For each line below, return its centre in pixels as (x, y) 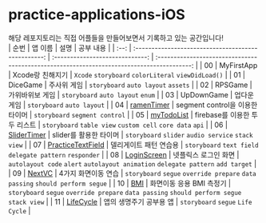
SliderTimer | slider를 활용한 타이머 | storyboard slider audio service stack (131, 134)
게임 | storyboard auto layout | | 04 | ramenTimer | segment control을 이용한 (133, 105)
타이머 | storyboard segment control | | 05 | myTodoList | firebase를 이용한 (129, 114)
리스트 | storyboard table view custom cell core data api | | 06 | (122, 125)
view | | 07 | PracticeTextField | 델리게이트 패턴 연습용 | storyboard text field (133, 145)
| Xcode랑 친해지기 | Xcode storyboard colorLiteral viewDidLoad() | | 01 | (127, 74)
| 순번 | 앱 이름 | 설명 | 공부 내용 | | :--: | (70, 48)
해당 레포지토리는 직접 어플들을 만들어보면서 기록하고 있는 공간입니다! (116, 38)
